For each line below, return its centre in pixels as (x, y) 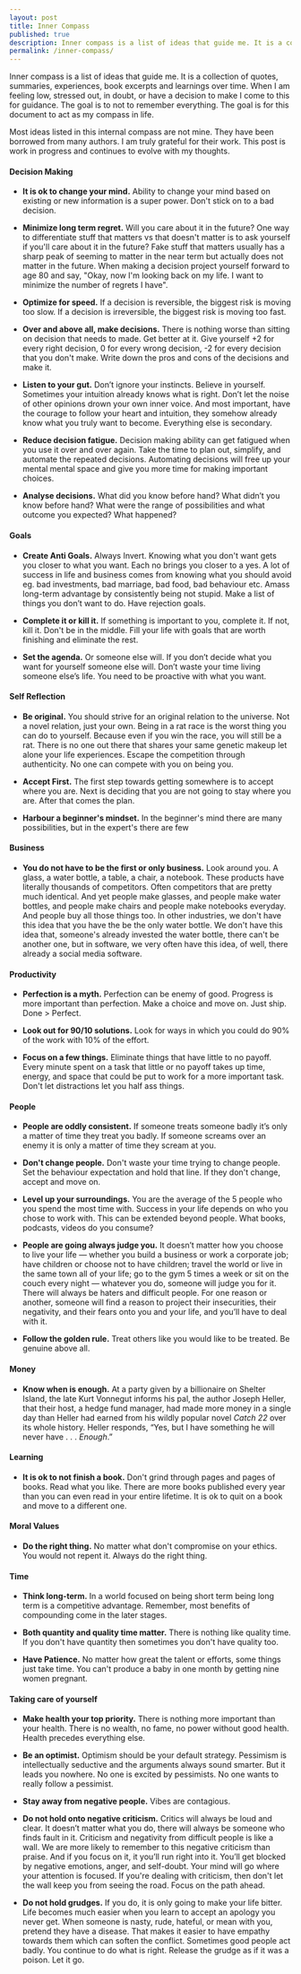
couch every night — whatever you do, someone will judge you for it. (149, 1283)
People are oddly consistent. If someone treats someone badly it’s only (155, 1126)
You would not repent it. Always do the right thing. (115, 1555)
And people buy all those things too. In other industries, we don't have (152, 915)
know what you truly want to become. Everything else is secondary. (147, 423)
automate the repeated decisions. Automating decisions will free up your (156, 459)
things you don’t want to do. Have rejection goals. (114, 603)
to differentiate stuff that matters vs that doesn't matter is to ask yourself (156, 238)
